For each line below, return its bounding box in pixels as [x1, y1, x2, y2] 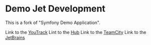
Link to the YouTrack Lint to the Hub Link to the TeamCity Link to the [5, 29, 146, 35]
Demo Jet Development [5, 3, 106, 14]
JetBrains [5, 34, 25, 40]
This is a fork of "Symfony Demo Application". [5, 19, 101, 25]
